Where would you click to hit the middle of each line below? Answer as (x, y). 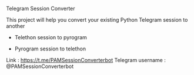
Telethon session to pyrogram (51, 37)
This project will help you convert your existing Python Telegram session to (97, 20)
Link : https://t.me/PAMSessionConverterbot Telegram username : (86, 60)
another (16, 26)
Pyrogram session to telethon (50, 49)
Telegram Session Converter (41, 8)
